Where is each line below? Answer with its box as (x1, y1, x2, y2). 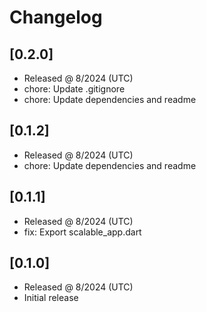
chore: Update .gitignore (23, 83, 126, 95)
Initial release (23, 292, 79, 304)
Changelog (9, 6, 103, 29)
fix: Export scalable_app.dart (23, 226, 142, 238)
